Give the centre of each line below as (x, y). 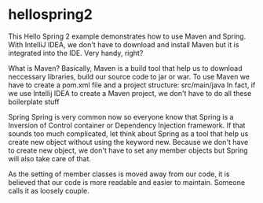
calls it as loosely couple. (49, 190)
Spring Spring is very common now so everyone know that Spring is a (121, 116)
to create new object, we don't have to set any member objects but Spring (128, 150)
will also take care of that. (50, 158)
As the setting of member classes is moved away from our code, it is (119, 174)
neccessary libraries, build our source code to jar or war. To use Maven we (129, 76)
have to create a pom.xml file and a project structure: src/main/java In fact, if (132, 85)
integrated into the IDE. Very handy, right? (76, 53)
